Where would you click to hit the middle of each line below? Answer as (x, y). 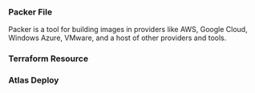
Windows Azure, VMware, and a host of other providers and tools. (117, 38)
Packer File (30, 12)
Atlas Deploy (34, 80)
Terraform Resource (49, 59)
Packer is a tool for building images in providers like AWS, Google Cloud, (128, 30)
